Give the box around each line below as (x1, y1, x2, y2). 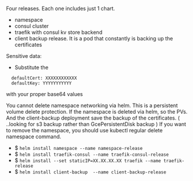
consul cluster (14, 23, 49, 29)
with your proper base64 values (6, 91, 83, 97)
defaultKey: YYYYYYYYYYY (11, 80, 72, 86)
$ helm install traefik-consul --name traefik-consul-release (14, 151, 169, 158)
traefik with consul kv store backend (14, 29, 102, 36)
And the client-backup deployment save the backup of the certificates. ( (6, 114, 180, 121)
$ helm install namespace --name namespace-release (14, 145, 143, 151)
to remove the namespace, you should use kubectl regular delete (6, 127, 163, 134)
